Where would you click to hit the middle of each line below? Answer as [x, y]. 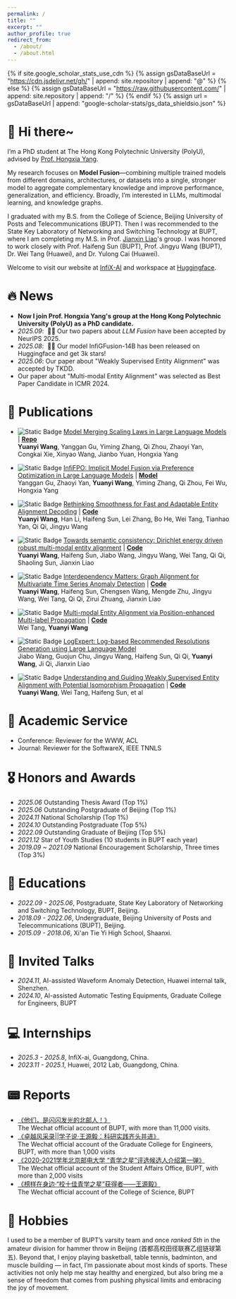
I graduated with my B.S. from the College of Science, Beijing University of [115, 216]
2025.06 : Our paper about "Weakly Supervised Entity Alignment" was [118, 361]
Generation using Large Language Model [77, 648]
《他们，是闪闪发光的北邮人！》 [64, 1120]
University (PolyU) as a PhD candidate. [75, 323]
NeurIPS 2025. [39, 338]
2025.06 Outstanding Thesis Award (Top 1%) [82, 802]
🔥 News [31, 296]
